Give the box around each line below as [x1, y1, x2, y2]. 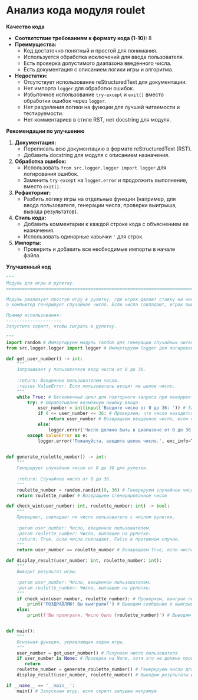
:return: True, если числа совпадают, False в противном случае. [16, 536, 181, 542]
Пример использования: [6, 312, 62, 319]
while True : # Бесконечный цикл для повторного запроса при [16, 394, 167, 400]
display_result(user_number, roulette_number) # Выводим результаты [16, 672, 189, 678]
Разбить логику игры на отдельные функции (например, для [23, 195, 176, 202]
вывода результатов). [23, 208, 78, 215]
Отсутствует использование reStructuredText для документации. [23, 78, 187, 86]
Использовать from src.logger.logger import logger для [23, 163, 167, 171]
